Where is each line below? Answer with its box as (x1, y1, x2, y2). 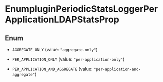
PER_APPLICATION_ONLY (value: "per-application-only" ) (12, 56, 125, 62)
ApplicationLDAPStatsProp (5, 14, 120, 25)
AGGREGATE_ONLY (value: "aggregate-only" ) (12, 47, 98, 52)
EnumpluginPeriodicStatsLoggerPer (5, 3, 158, 15)
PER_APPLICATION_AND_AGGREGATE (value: (12, 66, 93, 72)
